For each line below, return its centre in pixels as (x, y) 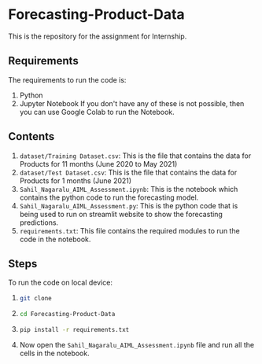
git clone (36, 299)
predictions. (39, 222)
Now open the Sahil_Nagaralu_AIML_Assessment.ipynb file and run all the (137, 345)
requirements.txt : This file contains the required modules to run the (129, 230)
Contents (31, 136)
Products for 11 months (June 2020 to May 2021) (98, 164)
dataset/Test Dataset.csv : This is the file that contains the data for (128, 172)
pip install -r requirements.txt (74, 330)
